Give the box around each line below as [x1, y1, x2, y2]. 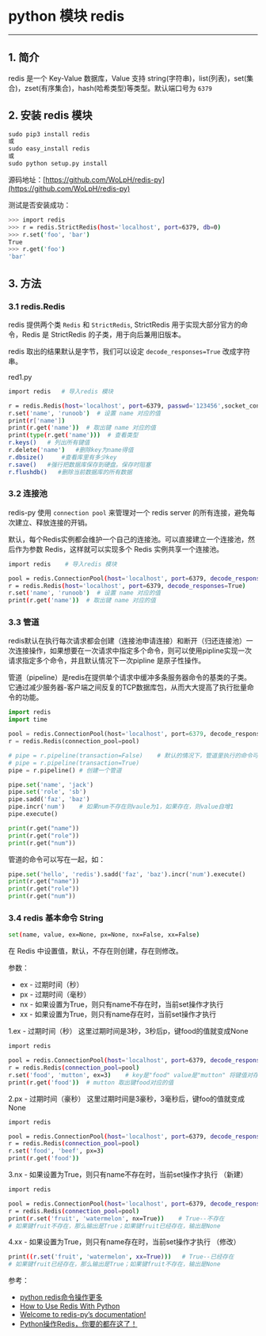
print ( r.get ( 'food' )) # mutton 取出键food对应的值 [8, 1078, 174, 1087]
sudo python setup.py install [8, 160, 108, 168]
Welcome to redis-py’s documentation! [19, 1310, 146, 1319]
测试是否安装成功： [8, 199, 71, 210]
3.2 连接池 [8, 488, 47, 499]
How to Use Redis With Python [19, 1301, 120, 1311]
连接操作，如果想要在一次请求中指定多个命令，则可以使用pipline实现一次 [14, 646, 252, 655]
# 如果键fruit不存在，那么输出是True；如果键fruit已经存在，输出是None [8, 1222, 221, 1230]
